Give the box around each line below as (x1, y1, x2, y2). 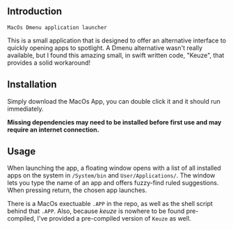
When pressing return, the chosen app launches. (7, 186, 147, 194)
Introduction (7, 6, 63, 17)
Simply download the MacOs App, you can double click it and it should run (7, 97, 221, 105)
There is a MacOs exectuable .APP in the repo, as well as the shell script (7, 200, 214, 208)
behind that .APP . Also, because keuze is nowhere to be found (7, 207, 185, 215)
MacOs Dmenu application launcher (7, 24, 108, 31)
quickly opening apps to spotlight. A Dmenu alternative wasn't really (7, 43, 203, 52)
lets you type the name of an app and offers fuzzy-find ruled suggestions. (7, 179, 219, 187)
